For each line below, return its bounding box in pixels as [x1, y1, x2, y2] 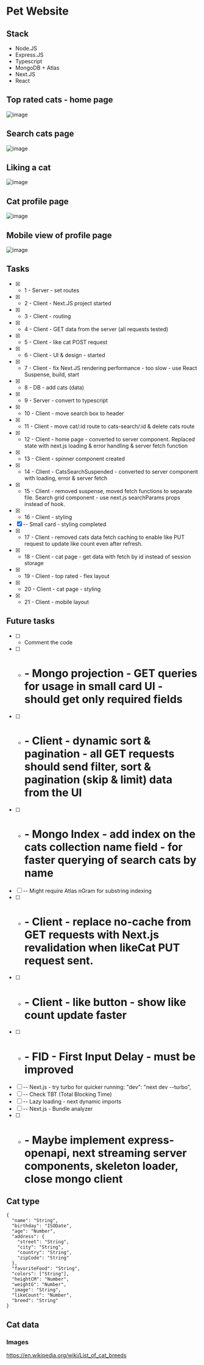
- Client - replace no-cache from [24, 914, 192, 928]
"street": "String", [17, 1239, 69, 1245]
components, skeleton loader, [24, 1159, 178, 1173]
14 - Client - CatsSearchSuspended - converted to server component [24, 468, 199, 475]
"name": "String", [12, 1217, 59, 1224]
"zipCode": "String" [17, 1255, 69, 1261]
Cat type [6, 1196, 40, 1206]
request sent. [24, 953, 94, 968]
